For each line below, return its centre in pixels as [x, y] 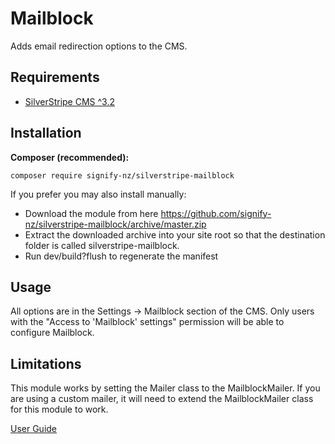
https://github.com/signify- [216, 213]
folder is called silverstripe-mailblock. [102, 245]
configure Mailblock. [52, 333]
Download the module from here [91, 213]
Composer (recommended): [70, 157]
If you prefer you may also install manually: [98, 194]
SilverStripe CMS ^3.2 [69, 101]
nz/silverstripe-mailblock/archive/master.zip [115, 224]
